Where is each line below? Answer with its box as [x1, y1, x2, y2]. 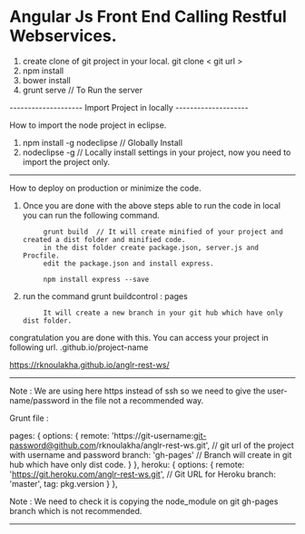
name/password [9, 394, 71, 405]
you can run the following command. [22, 209, 161, 220]
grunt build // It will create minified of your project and [43, 227, 283, 237]
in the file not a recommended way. [72, 394, 204, 405]
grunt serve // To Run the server [22, 84, 143, 95]
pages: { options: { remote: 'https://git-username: [9, 430, 194, 441]
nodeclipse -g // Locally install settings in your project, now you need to [22, 147, 291, 158]
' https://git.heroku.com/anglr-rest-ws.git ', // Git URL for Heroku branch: [9, 469, 277, 480]
